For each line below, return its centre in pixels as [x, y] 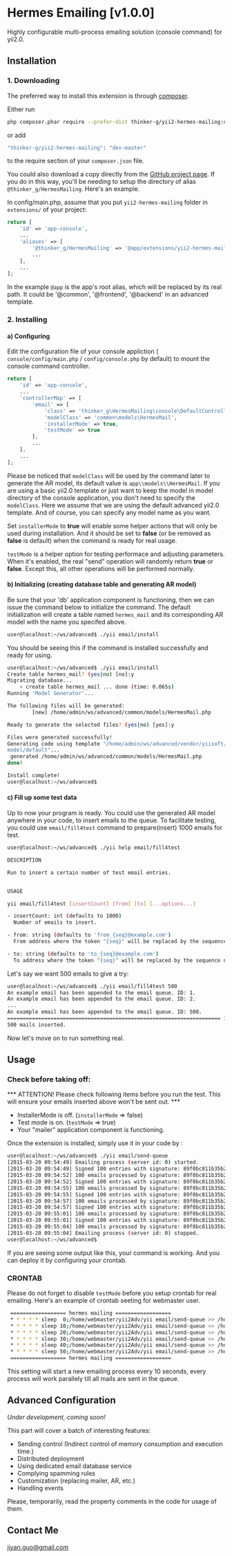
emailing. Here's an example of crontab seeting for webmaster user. [104, 1301]
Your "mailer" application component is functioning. [90, 1130]
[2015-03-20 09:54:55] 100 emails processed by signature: [94, 1188]
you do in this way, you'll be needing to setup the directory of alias [102, 182]
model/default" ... [33, 750]
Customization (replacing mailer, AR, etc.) [76, 1481]
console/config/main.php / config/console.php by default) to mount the [109, 359]
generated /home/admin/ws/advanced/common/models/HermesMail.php [106, 757]
